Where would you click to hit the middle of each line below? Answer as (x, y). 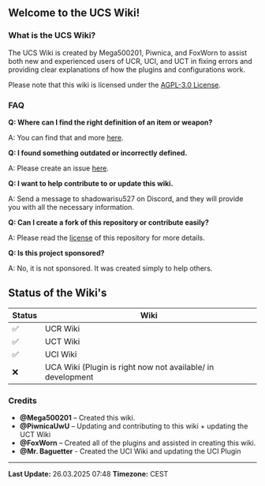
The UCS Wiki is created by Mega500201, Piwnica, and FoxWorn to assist (128, 52)
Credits (22, 400)
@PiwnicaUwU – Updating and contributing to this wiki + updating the (134, 426)
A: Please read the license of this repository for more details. (106, 237)
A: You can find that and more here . (66, 137)
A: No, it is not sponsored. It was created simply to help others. (110, 268)
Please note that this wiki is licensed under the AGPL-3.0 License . (115, 84)
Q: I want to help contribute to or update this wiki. (91, 183)
